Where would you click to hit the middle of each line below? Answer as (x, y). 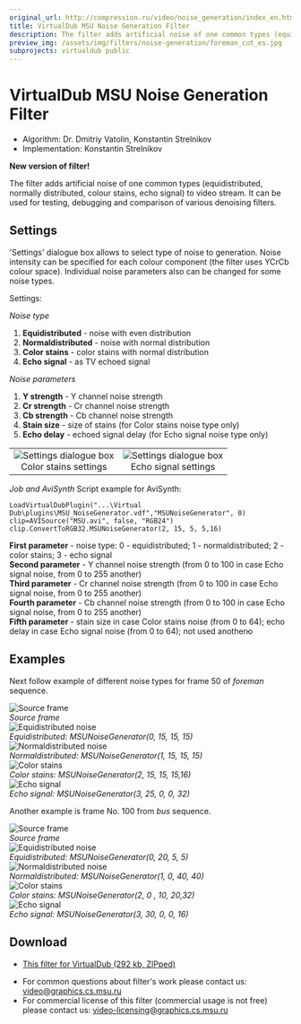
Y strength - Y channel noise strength (92, 396)
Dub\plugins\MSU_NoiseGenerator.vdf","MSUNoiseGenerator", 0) (128, 513)
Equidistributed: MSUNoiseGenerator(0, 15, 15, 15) (101, 736)
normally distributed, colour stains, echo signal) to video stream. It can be (145, 193)
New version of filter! (50, 166)
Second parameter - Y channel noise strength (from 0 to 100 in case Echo (146, 564)
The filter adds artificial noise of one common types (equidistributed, (136, 184)
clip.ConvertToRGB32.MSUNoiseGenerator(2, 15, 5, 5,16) (116, 529)
